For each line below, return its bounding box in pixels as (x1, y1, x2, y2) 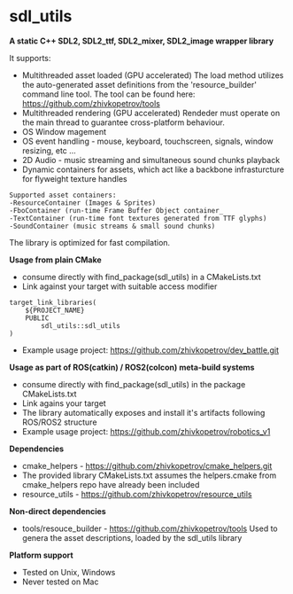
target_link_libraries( (9, 298, 97, 307)
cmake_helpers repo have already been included (21, 479, 200, 489)
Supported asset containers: (9, 191, 117, 199)
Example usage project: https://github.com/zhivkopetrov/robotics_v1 (21, 426, 271, 436)
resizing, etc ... (21, 145, 77, 156)
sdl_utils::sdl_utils (41, 321, 121, 330)
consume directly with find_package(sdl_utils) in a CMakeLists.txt (21, 271, 261, 282)
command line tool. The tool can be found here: (21, 89, 196, 99)
